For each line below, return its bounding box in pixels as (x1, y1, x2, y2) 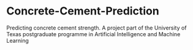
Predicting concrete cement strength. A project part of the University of (6, 24, 187, 31)
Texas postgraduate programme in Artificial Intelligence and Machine (6, 30, 181, 37)
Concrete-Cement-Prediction (6, 4, 159, 18)
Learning (6, 37, 29, 44)
